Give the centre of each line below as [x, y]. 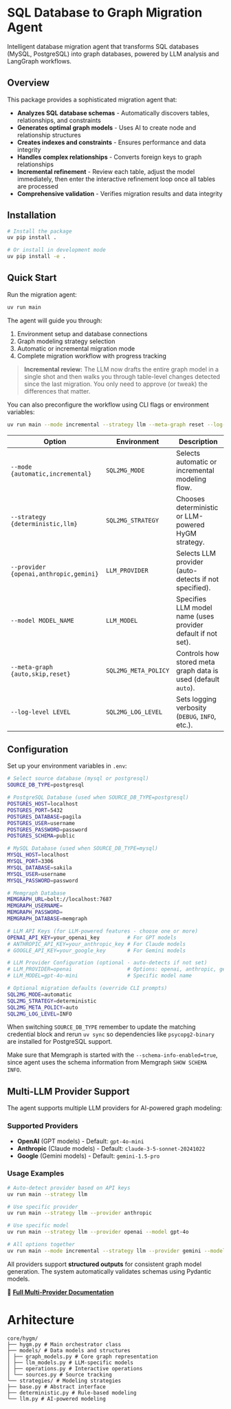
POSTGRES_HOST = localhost [43, 804]
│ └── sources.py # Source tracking [59, 1374]
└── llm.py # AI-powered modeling [57, 1399]
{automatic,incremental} [51, 474]
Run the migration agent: [42, 294]
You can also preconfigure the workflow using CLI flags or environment [108, 405]
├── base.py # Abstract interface [57, 1387]
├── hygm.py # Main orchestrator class [64, 1344]
